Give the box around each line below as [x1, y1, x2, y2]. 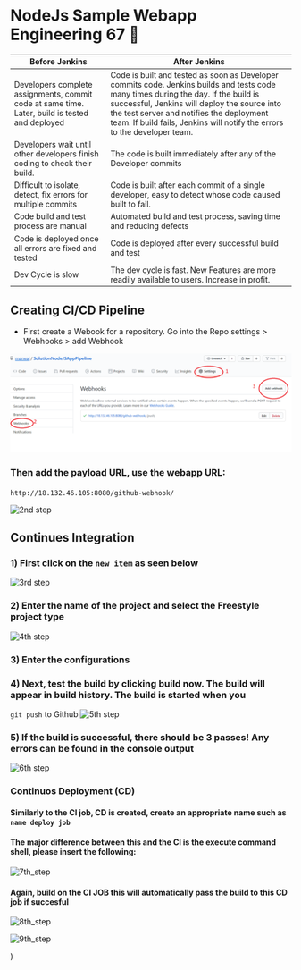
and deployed [13, 117, 65, 128]
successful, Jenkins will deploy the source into [110, 97, 282, 108]
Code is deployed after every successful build [110, 238, 280, 249]
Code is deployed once [13, 233, 99, 244]
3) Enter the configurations [10, 654, 130, 666]
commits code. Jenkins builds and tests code [110, 79, 276, 89]
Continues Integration [10, 530, 135, 545]
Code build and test [13, 211, 87, 222]
